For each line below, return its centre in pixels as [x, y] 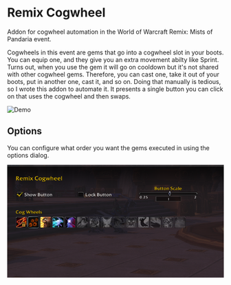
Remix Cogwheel [56, 13]
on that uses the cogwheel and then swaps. [69, 96]
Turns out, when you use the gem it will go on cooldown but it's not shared [113, 67]
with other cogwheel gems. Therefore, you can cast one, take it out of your [113, 74]
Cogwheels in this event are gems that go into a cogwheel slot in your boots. [115, 52]
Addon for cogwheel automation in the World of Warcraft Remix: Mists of [110, 32]
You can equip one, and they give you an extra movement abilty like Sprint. [113, 59]
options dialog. [28, 155]
